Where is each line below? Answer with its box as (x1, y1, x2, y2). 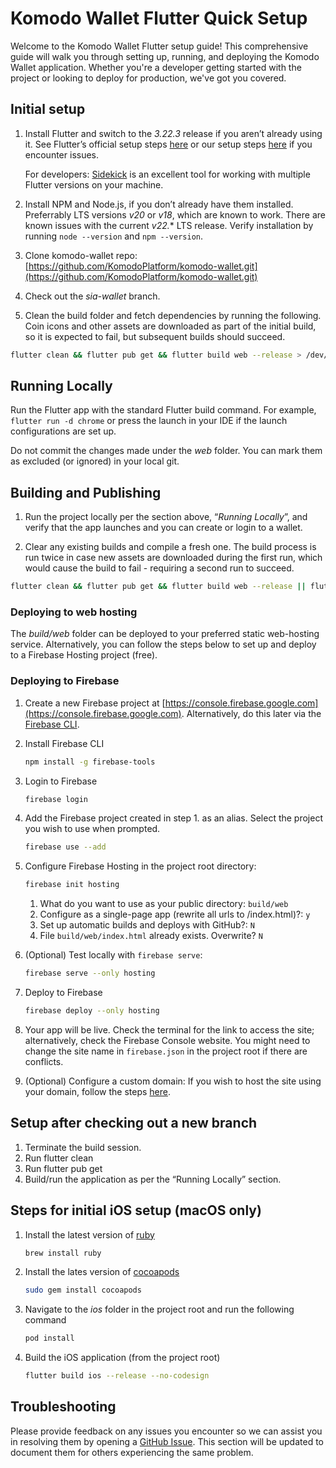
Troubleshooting (10, 1398, 117, 1416)
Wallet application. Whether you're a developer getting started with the (10, 61, 302, 73)
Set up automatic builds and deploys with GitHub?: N (39, 919, 255, 931)
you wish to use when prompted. (24, 823, 161, 835)
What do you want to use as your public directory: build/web (39, 898, 289, 910)
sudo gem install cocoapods (24, 1285, 142, 1296)
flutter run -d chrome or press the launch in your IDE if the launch (10, 415, 288, 427)
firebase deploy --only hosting (24, 1006, 160, 1016)
